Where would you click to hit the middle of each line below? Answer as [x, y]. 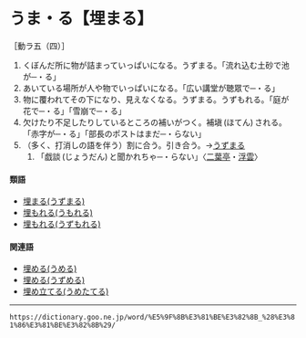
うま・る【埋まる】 [82, 19]
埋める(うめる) [50, 269]
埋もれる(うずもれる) [62, 224]
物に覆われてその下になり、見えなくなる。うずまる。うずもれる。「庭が [156, 99]
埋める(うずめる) [54, 280]
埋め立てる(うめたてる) [66, 291]
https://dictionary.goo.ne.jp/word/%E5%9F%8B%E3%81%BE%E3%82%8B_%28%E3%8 [153, 317]
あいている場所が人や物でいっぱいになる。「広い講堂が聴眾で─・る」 [151, 88]
